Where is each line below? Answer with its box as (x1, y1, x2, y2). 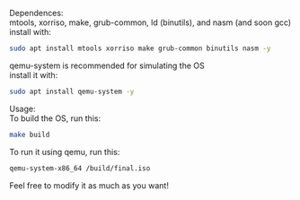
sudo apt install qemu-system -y (9, 87, 135, 96)
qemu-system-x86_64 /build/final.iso (9, 163, 151, 173)
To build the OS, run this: (9, 112, 101, 124)
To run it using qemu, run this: (9, 146, 120, 157)
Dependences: (9, 8, 64, 18)
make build (9, 130, 50, 139)
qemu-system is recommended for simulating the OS (9, 60, 205, 71)
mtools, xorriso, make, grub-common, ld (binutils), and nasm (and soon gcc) (9, 17, 292, 28)
